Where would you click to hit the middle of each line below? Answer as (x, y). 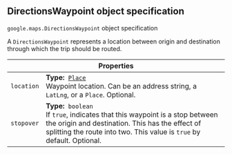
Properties (116, 66)
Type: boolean (69, 106)
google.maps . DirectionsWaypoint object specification (83, 28)
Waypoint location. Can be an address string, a (121, 86)
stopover (25, 123)
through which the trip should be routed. (65, 48)
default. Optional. (74, 140)
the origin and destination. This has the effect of (124, 123)
